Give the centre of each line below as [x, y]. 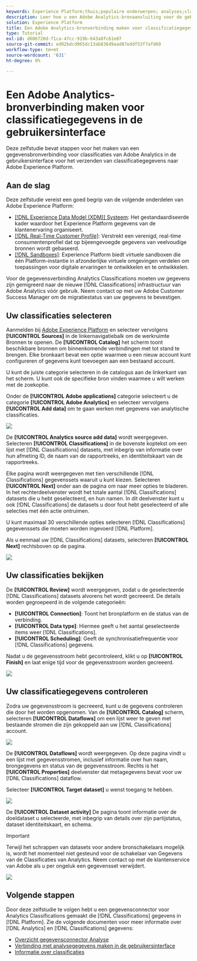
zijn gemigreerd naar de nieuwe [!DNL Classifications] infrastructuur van [94, 285]
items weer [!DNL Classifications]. [56, 632]
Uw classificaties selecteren [59, 315]
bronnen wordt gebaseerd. [47, 248]
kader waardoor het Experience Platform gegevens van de [85, 224]
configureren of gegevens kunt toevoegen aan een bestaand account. [91, 361]
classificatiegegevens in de [74, 119]
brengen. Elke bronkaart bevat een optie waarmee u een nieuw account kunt [98, 355]
